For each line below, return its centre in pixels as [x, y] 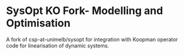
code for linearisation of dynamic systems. [58, 46]
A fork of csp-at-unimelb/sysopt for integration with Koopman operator [92, 39]
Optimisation [38, 23]
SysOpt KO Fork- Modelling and [85, 11]
